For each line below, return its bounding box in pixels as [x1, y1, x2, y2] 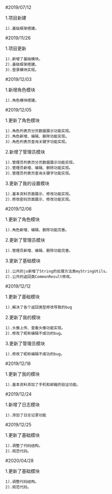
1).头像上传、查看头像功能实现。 [5, 325, 65, 331]
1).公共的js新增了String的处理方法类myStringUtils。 [5, 269, 109, 274]
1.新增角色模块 [5, 87, 36, 93]
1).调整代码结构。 [5, 479, 39, 484]
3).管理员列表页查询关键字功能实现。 [5, 171, 73, 176]
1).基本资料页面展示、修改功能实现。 [5, 191, 73, 197]
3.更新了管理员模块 [5, 341, 45, 346]
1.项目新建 [5, 15, 26, 21]
